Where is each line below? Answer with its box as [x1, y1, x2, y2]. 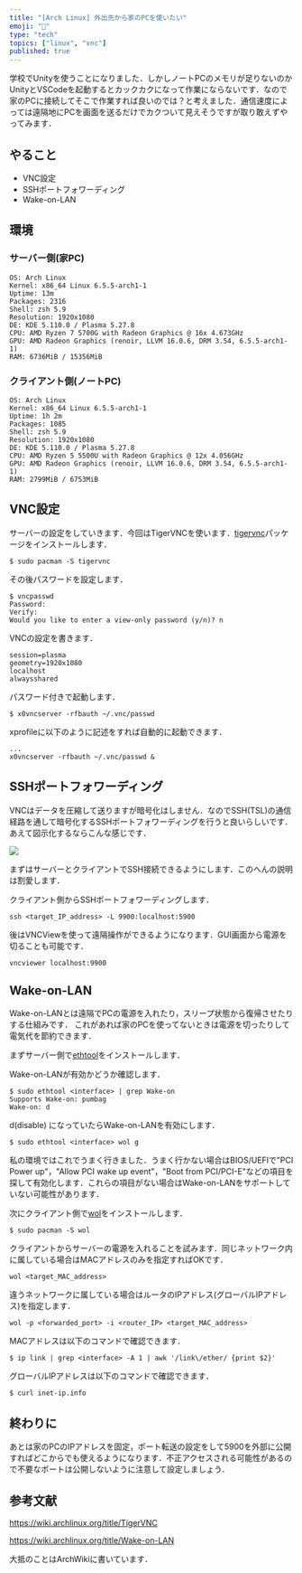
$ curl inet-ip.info [9, 1389, 87, 1398]
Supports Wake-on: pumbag [9, 1095, 106, 1104]
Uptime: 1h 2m [9, 411, 63, 420]
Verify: [9, 608, 39, 617]
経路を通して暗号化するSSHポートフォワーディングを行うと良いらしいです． [9, 815, 293, 827]
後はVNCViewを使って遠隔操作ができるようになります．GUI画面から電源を [9, 928, 287, 940]
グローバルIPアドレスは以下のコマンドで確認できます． [9, 1370, 214, 1381]
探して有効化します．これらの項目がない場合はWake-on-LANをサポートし [9, 1177, 283, 1189]
